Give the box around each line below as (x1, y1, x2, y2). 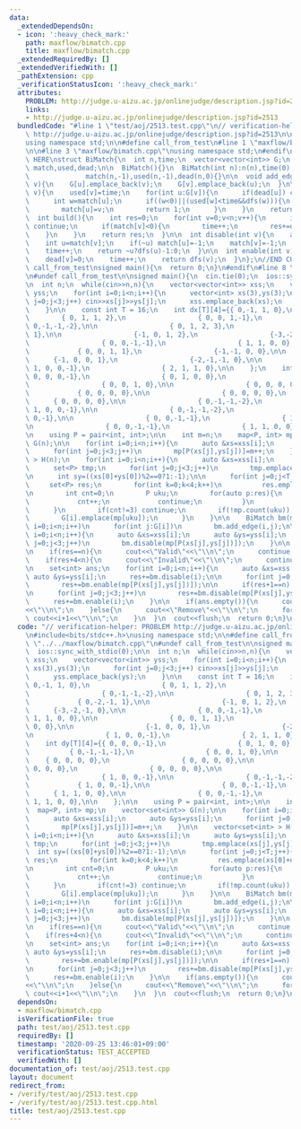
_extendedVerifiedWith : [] (17, 64, 118, 73)
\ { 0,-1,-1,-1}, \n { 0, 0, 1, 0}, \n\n (25, 747, 279, 757)
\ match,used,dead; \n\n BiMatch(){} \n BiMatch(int (25, 163, 227, 172)
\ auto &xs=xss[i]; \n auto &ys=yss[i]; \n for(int (25, 814, 275, 823)
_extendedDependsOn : (17, 22, 94, 31)
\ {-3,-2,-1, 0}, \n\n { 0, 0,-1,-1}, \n (25, 705, 262, 714)
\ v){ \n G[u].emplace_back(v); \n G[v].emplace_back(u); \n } (25, 180, 282, 189)
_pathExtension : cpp (17, 72, 94, 81)
